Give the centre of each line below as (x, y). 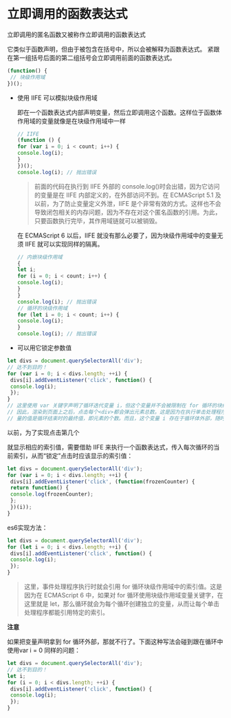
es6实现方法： (27, 527)
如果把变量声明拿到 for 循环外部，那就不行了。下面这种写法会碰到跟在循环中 (115, 642)
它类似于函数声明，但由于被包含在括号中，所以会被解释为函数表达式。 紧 (110, 49)
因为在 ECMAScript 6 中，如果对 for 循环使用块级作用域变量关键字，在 (123, 595)
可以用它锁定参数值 (44, 348)
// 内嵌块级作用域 (40, 257)
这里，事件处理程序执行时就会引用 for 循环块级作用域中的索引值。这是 (123, 587)
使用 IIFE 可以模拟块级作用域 (57, 98)
